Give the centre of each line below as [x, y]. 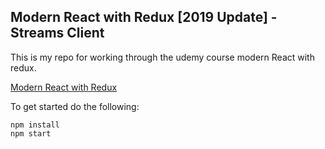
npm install [35, 125]
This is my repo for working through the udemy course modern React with [162, 57]
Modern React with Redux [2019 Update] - [144, 17]
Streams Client [57, 33]
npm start [31, 133]
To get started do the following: [75, 106]
